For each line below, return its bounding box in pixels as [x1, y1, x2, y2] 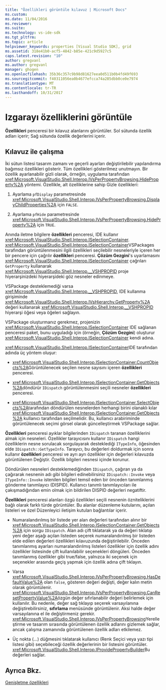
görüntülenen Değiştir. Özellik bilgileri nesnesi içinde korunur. [5, 457, 130, 463]
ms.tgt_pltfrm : [5, 35, 37, 40]
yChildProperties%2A [12, 202, 57, 208]
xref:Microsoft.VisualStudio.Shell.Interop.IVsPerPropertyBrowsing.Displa [12, 197, 160, 203]
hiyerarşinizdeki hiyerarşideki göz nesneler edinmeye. [5, 273, 115, 280]
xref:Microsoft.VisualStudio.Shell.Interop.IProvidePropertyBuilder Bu [12, 647, 150, 653]
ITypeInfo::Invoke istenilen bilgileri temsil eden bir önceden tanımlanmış [5, 477, 153, 483]
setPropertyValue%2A [12, 595, 58, 601]
